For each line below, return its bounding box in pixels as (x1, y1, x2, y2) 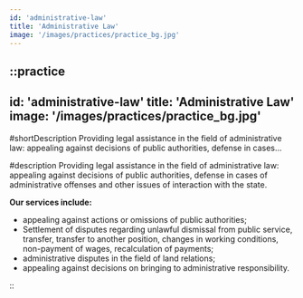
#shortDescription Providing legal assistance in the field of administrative (9, 132, 282, 143)
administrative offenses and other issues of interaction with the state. (9, 178, 268, 190)
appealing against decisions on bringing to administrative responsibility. (22, 262, 290, 273)
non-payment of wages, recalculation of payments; (22, 243, 214, 254)
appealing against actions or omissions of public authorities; (22, 214, 247, 225)
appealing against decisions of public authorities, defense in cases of (9, 169, 269, 180)
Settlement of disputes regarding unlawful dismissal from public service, (22, 224, 293, 235)
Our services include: (9, 197, 92, 207)
